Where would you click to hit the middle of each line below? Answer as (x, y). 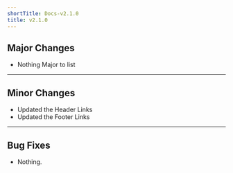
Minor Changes (41, 93)
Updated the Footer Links (53, 117)
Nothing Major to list (46, 65)
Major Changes (41, 48)
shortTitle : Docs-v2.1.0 (43, 13)
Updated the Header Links (55, 110)
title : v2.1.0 (28, 20)
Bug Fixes (29, 145)
